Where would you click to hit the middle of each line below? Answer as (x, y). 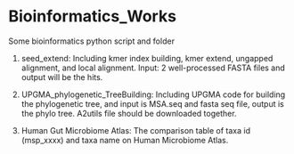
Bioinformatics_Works (93, 16)
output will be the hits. (62, 77)
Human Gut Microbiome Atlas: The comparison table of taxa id (136, 130)
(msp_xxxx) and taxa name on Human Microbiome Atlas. (125, 140)
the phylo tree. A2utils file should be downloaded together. (129, 113)
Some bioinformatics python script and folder (92, 41)
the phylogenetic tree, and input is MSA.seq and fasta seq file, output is (152, 103)
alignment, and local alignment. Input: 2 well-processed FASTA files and (153, 68)
